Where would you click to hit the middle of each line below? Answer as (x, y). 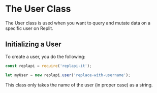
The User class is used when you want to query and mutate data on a (78, 23)
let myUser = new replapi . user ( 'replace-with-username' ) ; (68, 75)
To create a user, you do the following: (45, 56)
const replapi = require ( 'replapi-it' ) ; (49, 66)
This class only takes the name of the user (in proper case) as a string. (79, 85)
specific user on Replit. (29, 28)
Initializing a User (34, 44)
